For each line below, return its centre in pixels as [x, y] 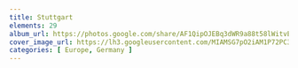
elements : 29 [33, 26]
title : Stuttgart [41, 17]
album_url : [29, 34]
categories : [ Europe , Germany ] [71, 50]
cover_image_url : [41, 42]
